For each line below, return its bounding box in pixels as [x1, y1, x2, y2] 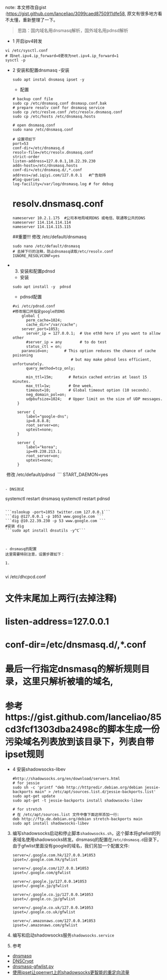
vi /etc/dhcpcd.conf [5, 573, 46, 579]
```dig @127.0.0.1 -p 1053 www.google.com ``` [5, 514, 104, 519]
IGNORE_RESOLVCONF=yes [12, 253, 60, 258]
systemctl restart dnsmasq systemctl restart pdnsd [5, 495, 110, 501]
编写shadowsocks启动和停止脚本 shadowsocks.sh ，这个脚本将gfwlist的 [12, 830, 156, 836]
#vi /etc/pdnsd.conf [12, 303, 55, 308]
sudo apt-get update [12, 793, 55, 798]
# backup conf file [12, 96, 53, 101]
